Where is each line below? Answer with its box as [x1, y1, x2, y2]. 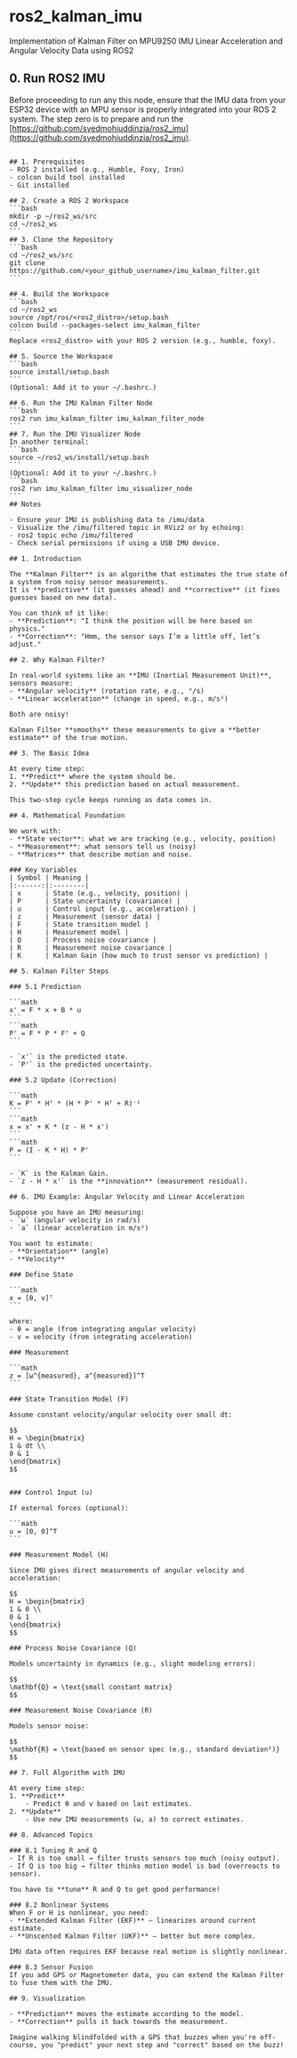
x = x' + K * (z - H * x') [9, 1122, 109, 1131]
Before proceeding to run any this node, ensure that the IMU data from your [9, 94, 286, 105]
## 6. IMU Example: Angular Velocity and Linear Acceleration [9, 1192, 245, 1202]
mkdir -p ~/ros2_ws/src [9, 212, 98, 221]
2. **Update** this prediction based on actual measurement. [9, 780, 241, 789]
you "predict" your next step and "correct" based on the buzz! [41, 2040, 285, 2049]
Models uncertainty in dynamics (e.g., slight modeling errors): [9, 1659, 256, 1668]
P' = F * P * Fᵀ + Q [9, 1029, 86, 1038]
